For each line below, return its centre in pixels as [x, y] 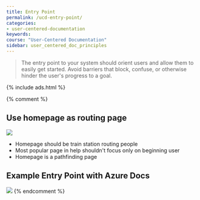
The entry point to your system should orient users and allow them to [107, 63]
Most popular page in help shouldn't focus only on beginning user [97, 150]
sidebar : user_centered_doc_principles [57, 46]
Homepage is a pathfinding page [56, 156]
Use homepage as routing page [67, 118]
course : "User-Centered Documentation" [57, 40]
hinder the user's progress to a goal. [66, 76]
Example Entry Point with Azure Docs [78, 176]
